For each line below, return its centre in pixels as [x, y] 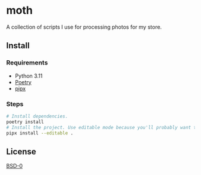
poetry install [25, 122]
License [21, 151]
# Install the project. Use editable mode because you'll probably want [99, 127]
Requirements [27, 63]
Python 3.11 [29, 76]
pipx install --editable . [40, 133]
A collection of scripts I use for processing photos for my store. [84, 27]
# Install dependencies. [37, 116]
